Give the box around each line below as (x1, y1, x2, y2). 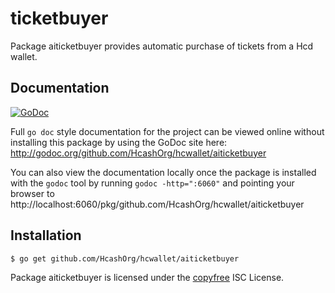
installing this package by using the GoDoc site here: (10, 136, 228, 148)
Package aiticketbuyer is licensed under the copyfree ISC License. (10, 272, 285, 284)
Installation (10, 227, 82, 244)
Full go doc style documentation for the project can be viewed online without (10, 125, 325, 137)
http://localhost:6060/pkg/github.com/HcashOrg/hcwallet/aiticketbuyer (10, 198, 305, 210)
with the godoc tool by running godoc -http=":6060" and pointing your (10, 177, 295, 189)
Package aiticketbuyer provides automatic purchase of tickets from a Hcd (10, 40, 314, 52)
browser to (10, 187, 55, 199)
